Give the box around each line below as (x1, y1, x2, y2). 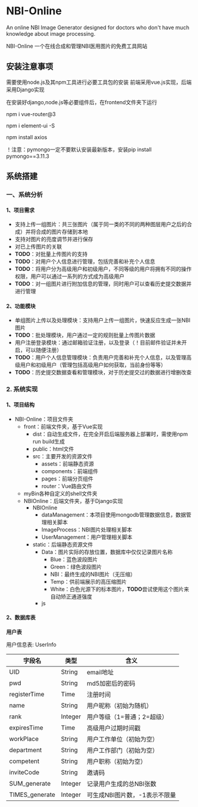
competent (9, 757, 40, 765)
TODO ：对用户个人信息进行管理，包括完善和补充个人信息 (14, 258, 156, 265)
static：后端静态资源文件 (32, 540, 93, 548)
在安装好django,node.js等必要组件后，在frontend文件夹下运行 (6, 98, 158, 105)
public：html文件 (32, 445, 74, 452)
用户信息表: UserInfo (6, 641, 56, 648)
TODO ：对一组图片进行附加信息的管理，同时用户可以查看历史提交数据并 (14, 280, 192, 287)
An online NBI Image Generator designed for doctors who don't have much (6, 24, 190, 31)
